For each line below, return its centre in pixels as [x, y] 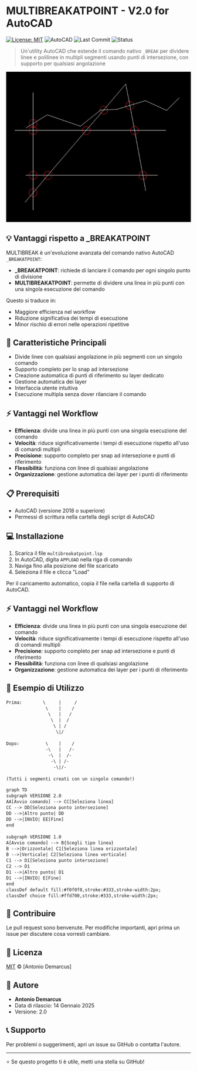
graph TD [17, 790]
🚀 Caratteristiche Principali [56, 343]
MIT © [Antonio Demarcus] [39, 967]
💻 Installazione [35, 536]
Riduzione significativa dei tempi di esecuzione [71, 318]
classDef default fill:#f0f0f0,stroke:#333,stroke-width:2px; [84, 890]
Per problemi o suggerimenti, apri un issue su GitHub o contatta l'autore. [94, 1044]
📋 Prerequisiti [33, 493]
